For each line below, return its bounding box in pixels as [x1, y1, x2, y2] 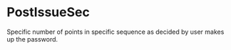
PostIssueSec [6, 4, 90, 20]
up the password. [6, 35, 58, 43]
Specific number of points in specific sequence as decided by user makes [6, 27, 225, 36]
